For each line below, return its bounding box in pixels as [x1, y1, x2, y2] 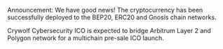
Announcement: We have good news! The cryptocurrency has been [7, 6, 203, 14]
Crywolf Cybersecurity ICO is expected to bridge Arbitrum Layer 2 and [7, 27, 212, 35]
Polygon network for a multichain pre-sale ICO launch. [7, 34, 165, 42]
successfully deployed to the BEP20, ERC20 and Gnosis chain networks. [7, 13, 217, 21]
